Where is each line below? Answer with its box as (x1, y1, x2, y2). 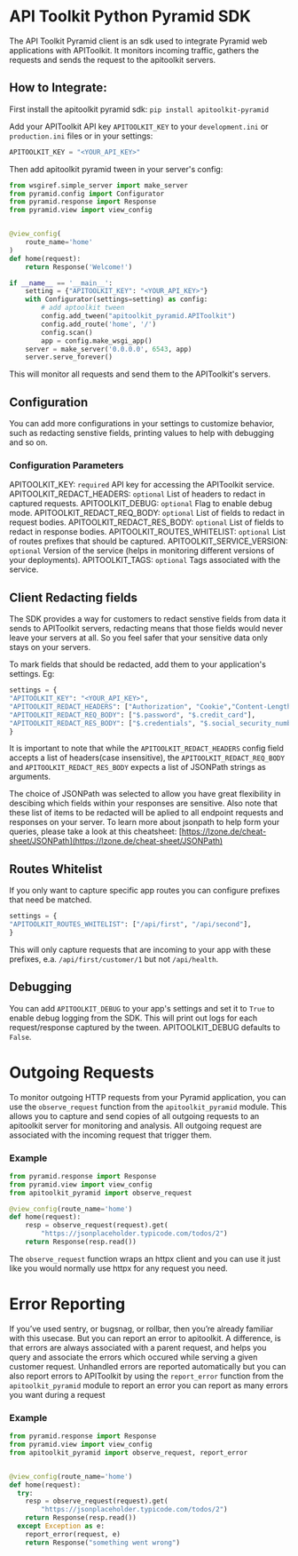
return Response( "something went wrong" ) (25, 1538, 180, 1547)
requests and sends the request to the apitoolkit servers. (9, 54, 216, 65)
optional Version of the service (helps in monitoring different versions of (9, 545, 275, 556)
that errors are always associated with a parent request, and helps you (9, 1342, 267, 1353)
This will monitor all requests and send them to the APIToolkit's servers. (9, 369, 271, 379)
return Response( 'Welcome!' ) (25, 262, 133, 272)
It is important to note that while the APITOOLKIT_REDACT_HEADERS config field (9, 743, 284, 754)
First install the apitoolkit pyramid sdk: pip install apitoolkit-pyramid (9, 104, 269, 115)
